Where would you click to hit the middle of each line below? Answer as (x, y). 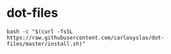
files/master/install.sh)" (46, 43)
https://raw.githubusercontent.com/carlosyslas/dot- (85, 38)
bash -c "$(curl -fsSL (40, 32)
